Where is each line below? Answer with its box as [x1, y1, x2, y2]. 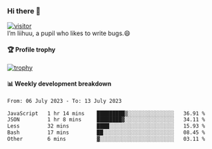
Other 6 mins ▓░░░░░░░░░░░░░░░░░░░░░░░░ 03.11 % [7, 136, 206, 143]
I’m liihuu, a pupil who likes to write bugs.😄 [7, 29, 131, 37]
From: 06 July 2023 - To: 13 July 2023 [7, 97, 122, 104]
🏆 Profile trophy [7, 45, 56, 54]
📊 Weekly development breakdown [7, 79, 112, 88]
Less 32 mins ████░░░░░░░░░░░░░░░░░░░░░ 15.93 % [7, 123, 206, 130]
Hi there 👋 [7, 6, 41, 16]
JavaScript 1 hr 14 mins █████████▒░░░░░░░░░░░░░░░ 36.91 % [7, 110, 206, 117]
